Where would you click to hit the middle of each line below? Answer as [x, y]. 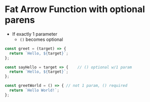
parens [20, 20]
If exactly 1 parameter [35, 34]
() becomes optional [41, 39]
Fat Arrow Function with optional [75, 9]
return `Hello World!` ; [34, 90]
